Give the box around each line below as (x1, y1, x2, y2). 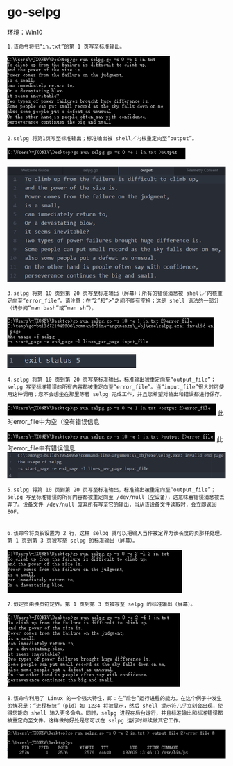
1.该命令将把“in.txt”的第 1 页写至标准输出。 (7, 43, 126, 50)
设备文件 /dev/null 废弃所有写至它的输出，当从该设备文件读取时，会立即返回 (22, 501, 217, 508)
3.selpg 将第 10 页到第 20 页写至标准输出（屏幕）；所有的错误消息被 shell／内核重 (7, 290, 223, 297)
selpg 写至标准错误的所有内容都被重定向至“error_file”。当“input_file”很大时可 (7, 384, 220, 391)
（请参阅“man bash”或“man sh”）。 (7, 305, 97, 312)
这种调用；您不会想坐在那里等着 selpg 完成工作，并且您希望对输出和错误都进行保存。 (12, 391, 225, 398)
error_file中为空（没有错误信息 (12, 418, 100, 426)
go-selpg (7, 4, 61, 20)
